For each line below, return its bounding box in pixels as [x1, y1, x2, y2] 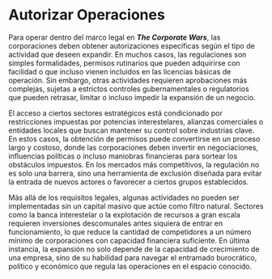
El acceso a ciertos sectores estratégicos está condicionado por [8, 108, 223, 118]
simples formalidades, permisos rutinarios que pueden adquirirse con [8, 58, 240, 68]
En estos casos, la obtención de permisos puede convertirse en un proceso [8, 133, 261, 143]
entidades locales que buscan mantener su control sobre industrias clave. [8, 125, 255, 135]
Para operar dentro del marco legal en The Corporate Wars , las [8, 32, 221, 42]
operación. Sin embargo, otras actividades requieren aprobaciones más [8, 75, 248, 85]
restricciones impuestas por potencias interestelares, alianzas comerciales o [8, 116, 264, 126]
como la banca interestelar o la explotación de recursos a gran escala [8, 209, 240, 219]
